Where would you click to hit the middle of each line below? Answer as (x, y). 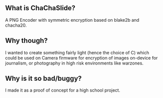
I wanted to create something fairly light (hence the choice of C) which (77, 52)
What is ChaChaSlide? (40, 8)
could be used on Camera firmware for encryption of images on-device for (81, 58)
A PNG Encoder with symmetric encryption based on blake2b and (72, 20)
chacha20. (16, 25)
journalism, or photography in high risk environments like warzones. (74, 63)
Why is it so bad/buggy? (43, 79)
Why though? (27, 41)
